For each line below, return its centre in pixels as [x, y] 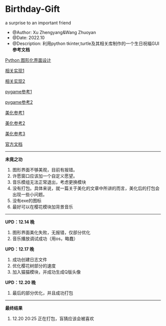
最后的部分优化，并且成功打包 [42, 293]
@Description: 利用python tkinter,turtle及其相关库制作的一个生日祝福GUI [86, 43]
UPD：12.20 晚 [21, 282]
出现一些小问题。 [30, 194]
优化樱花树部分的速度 [34, 266]
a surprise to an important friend [38, 23]
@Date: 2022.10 [28, 38]
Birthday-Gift [33, 9]
